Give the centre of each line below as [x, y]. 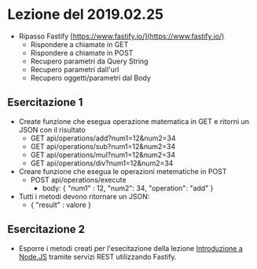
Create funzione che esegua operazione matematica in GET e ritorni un [134, 121]
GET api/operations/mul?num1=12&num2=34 [103, 154]
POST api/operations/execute [78, 180]
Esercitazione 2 [46, 229]
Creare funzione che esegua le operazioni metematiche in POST [123, 171]
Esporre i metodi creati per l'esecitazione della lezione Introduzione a [130, 248]
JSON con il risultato [52, 129]
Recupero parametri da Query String [89, 61]
